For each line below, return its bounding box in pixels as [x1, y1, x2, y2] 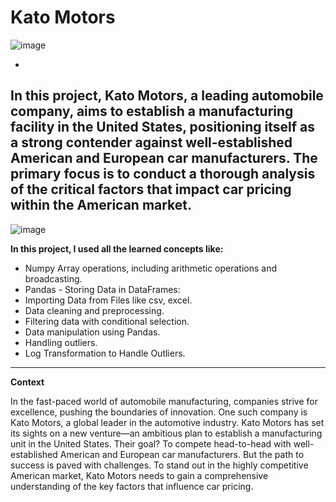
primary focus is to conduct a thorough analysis [10, 166, 316, 183]
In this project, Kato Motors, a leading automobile [10, 87, 324, 105]
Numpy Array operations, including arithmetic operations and [24, 262, 277, 274]
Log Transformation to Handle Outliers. [24, 347, 186, 359]
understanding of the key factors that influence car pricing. [10, 480, 254, 492]
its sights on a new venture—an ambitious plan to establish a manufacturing [10, 427, 323, 439]
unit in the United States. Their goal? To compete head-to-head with [10, 437, 292, 450]
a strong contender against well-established [10, 134, 293, 151]
